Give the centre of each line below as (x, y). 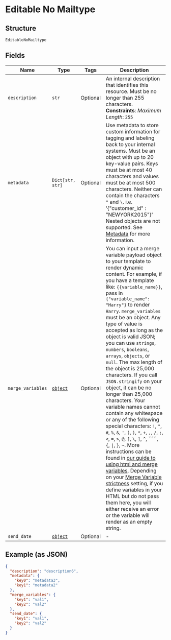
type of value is (124, 324)
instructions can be (129, 452)
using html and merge (132, 464)
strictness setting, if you (134, 483)
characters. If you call (132, 375)
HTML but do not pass (132, 496)
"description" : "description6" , (44, 571)
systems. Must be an (130, 151)
